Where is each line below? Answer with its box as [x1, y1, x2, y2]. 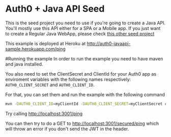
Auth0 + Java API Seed [5, 3, 105, 15]
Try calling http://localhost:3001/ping [5, 110, 83, 117]
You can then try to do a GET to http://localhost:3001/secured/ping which [5, 120, 159, 126]
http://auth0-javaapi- [87, 40, 131, 46]
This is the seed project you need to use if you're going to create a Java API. [5, 20, 166, 26]
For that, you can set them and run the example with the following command [5, 91, 165, 97]
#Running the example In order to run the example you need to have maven [5, 55, 163, 61]
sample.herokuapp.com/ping [5, 46, 66, 52]
